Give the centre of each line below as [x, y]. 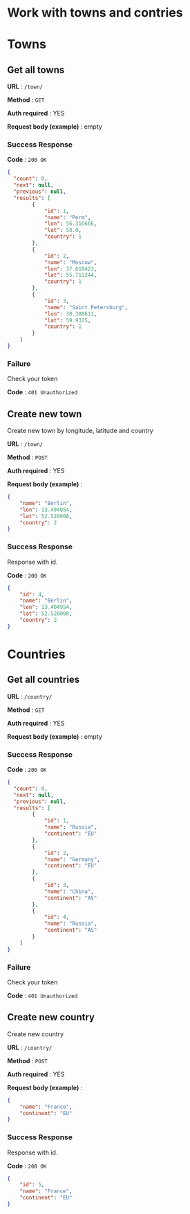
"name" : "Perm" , [67, 217]
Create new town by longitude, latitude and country [80, 431]
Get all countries [44, 680]
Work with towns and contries [95, 13]
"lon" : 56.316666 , [70, 224]
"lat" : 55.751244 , [70, 275]
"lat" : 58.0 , [63, 230]
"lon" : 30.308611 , [70, 314]
